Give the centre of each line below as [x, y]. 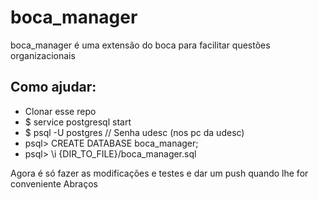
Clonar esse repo [60, 111]
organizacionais [43, 55]
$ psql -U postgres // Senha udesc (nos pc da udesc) [134, 132]
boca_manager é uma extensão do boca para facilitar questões [140, 45]
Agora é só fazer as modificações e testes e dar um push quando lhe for [159, 173]
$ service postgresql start [78, 122]
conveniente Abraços [54, 183]
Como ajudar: [53, 87]
